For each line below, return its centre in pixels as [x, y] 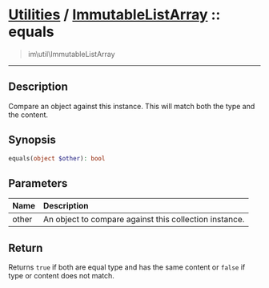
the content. [28, 115]
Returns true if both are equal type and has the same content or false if [127, 267]
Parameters [38, 183]
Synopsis [32, 140]
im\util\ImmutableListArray [71, 54]
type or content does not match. [61, 276]
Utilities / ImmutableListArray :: [114, 15]
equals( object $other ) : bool [57, 158]
